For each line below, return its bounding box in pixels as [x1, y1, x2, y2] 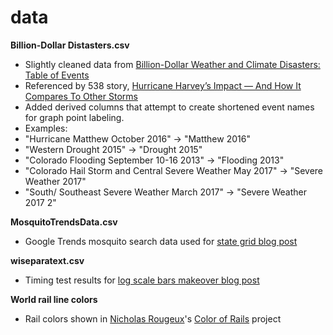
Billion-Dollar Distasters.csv [10, 39, 130, 51]
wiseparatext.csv [10, 254, 85, 266]
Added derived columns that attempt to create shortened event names [24, 101, 315, 113]
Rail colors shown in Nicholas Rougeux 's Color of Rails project [24, 312, 282, 325]
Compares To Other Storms [24, 90, 138, 102]
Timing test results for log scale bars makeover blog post [24, 274, 260, 286]
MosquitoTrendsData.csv [10, 216, 118, 228]
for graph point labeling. [24, 111, 125, 123]
